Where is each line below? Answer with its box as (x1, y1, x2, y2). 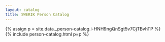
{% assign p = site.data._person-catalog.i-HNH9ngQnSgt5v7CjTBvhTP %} (5, 25, 161, 31)
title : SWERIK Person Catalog (5, 12, 70, 17)
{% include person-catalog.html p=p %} (5, 31, 89, 37)
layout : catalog (5, 7, 40, 12)
